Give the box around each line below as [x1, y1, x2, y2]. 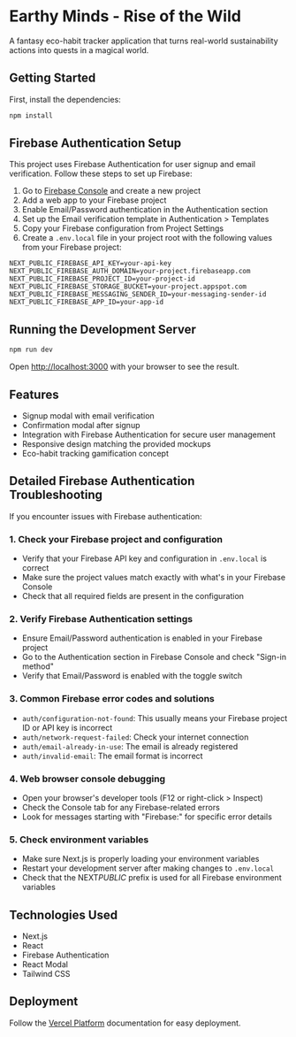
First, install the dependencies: [9, 94, 121, 104]
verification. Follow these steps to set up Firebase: [9, 168, 193, 179]
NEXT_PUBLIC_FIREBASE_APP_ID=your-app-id [9, 298, 164, 307]
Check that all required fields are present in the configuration [21, 591, 245, 602]
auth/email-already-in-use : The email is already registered [21, 741, 239, 751]
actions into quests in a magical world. [9, 44, 149, 55]
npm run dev [9, 345, 53, 355]
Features [9, 387, 59, 402]
